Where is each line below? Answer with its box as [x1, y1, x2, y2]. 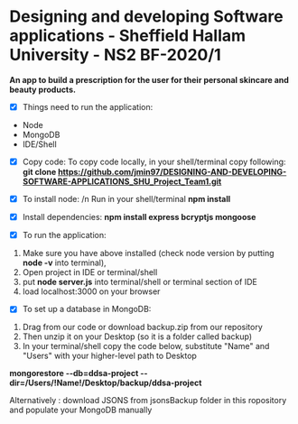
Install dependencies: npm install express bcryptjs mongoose [22, 212, 256, 223]
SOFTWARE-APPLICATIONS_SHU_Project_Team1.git [22, 176, 222, 187]
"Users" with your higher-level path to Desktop [22, 350, 197, 362]
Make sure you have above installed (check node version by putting [22, 248, 275, 259]
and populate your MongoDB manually [9, 404, 153, 416]
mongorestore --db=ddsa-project [9, 368, 139, 379]
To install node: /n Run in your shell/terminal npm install [22, 194, 231, 205]
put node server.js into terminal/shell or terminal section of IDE [22, 277, 257, 288]
